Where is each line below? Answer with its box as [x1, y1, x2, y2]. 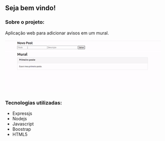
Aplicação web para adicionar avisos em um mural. [5, 30, 109, 36]
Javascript [12, 121, 34, 127]
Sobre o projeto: [5, 19, 44, 26]
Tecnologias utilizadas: [5, 99, 62, 106]
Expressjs [12, 110, 33, 116]
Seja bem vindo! [5, 4, 56, 12]
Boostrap [12, 126, 31, 132]
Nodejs [12, 116, 27, 122]
